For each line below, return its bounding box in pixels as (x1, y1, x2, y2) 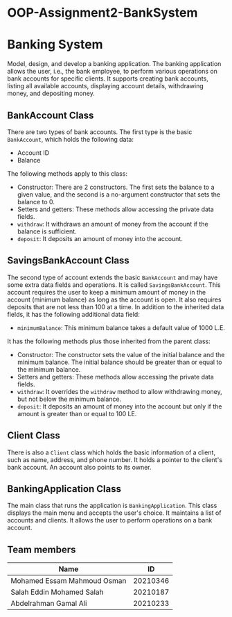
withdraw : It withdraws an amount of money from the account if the (17, 220, 209, 228)
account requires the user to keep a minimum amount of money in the (7, 288, 206, 296)
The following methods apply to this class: (7, 169, 128, 178)
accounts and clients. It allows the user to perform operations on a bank (7, 516, 213, 525)
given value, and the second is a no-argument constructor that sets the (17, 190, 220, 199)
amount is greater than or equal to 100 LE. (17, 409, 137, 418)
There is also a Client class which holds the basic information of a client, (7, 448, 216, 456)
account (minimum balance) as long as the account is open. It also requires (7, 295, 222, 304)
